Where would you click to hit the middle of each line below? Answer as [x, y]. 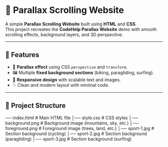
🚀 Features [22, 55]
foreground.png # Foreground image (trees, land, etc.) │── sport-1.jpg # [80, 128]
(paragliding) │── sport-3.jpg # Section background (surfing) [68, 139]
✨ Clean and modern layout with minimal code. [61, 85]
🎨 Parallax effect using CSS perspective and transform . [70, 67]
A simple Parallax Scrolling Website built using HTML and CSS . [71, 24]
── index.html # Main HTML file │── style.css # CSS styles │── [72, 118]
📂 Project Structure [35, 106]
